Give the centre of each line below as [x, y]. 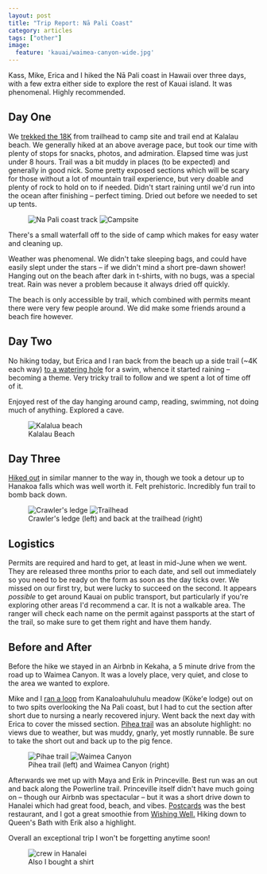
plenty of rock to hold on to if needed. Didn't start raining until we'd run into [132, 187]
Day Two [30, 342]
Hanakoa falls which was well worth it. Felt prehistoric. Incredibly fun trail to [132, 486]
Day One [30, 117]
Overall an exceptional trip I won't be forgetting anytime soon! [109, 838]
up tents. [23, 204]
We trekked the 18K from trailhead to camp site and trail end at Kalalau [123, 136]
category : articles [41, 30]
